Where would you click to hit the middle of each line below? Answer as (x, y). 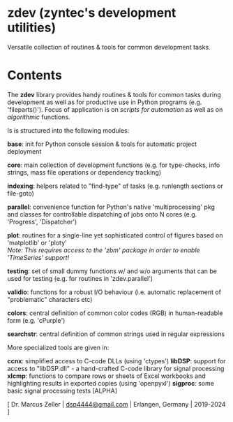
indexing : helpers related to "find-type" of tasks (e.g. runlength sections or (115, 186)
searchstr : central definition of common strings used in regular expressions (116, 334)
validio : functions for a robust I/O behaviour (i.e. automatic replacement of (114, 292)
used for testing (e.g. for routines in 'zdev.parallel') (80, 278)
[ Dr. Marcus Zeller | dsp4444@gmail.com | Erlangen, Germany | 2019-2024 (116, 404)
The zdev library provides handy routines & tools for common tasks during (114, 94)
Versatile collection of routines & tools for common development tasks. (109, 47)
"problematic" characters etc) (50, 299)
